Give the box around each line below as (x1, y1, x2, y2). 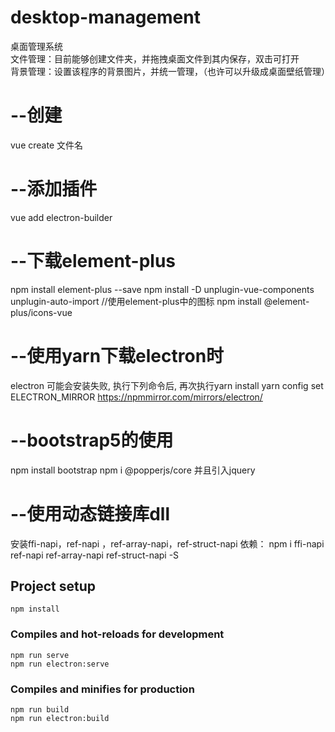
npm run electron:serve (10, 659, 110, 669)
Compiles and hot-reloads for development (10, 627, 225, 641)
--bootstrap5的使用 (10, 429, 174, 451)
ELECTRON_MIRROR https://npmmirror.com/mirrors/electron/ (10, 391, 263, 403)
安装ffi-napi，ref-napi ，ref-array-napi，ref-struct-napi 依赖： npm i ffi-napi (10, 537, 325, 550)
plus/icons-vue (10, 306, 73, 318)
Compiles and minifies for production (10, 682, 195, 696)
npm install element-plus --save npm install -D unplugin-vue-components (10, 283, 315, 295)
